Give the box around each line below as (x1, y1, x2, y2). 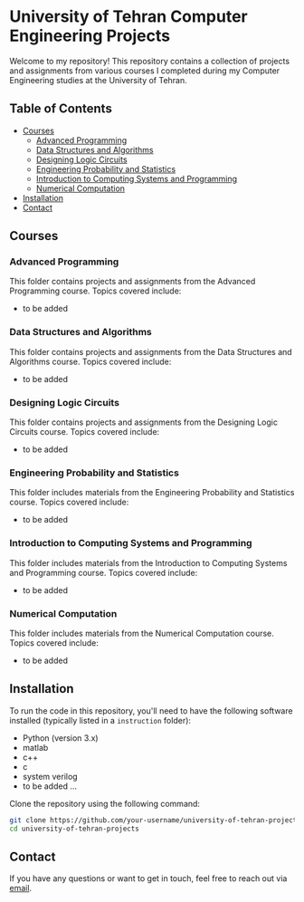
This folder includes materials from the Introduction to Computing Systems (9, 557, 288, 568)
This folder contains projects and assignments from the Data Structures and (9, 346, 292, 357)
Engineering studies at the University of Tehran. (9, 74, 187, 85)
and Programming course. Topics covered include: (9, 567, 198, 578)
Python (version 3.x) (22, 732, 99, 744)
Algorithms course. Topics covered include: (9, 356, 172, 367)
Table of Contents (9, 101, 113, 117)
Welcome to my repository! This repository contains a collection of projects (9, 55, 290, 66)
